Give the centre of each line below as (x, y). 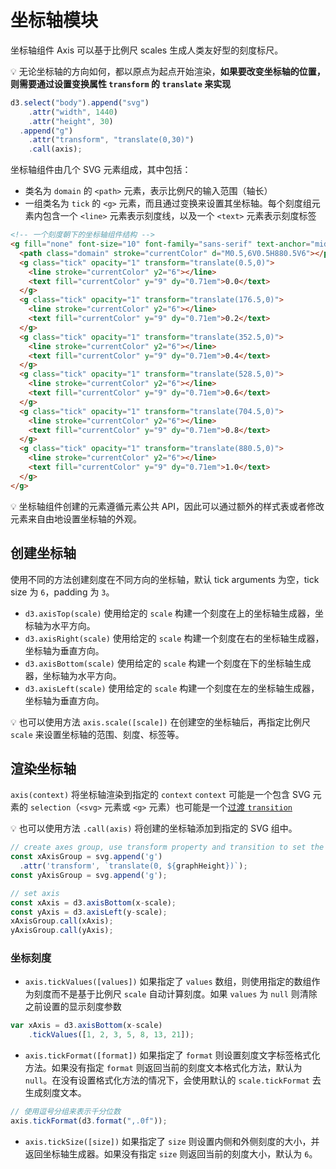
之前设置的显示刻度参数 (73, 1007)
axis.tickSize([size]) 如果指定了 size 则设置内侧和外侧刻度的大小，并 (172, 1141)
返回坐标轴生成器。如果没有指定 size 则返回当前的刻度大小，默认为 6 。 (171, 1153)
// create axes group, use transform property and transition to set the (167, 847)
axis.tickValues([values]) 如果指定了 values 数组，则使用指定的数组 (168, 982)
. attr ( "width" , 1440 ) (73, 112)
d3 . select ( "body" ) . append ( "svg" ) (80, 102)
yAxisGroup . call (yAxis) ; (62, 931)
